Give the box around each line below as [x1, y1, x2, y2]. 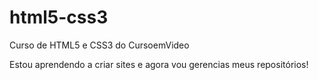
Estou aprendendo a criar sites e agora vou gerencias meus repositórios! [9, 58, 309, 70]
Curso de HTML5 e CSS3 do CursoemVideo [9, 39, 190, 51]
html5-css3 [9, 6, 109, 29]
